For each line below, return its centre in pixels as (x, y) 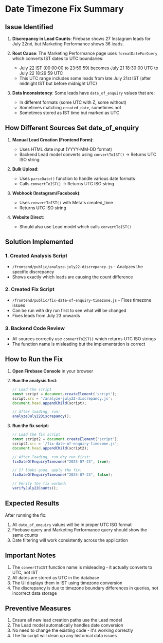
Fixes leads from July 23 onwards (46, 315)
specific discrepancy (33, 272)
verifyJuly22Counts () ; (35, 488)
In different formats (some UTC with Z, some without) (73, 102)
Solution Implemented (39, 242)
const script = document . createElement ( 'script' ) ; (64, 394)
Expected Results (32, 503)
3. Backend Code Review (35, 328)
